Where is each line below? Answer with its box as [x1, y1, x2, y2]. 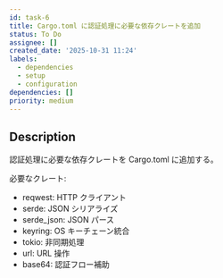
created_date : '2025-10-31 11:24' [9, 46, 138, 55]
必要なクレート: [9, 173, 67, 184]
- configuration [17, 80, 78, 88]
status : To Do [9, 29, 62, 38]
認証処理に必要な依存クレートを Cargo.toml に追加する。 [9, 154, 219, 165]
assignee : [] [9, 38, 58, 47]
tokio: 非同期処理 [21, 237, 85, 248]
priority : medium [9, 96, 74, 105]
